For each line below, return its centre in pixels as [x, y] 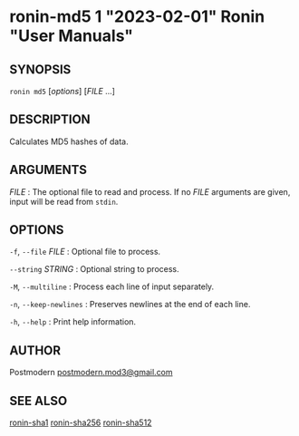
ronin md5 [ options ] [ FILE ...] [63, 91]
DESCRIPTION [50, 120]
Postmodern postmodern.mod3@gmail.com [92, 373]
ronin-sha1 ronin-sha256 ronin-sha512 [81, 422]
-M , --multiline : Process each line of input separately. [112, 286]
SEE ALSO [39, 401]
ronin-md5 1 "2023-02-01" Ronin [137, 17]
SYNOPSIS [40, 69]
